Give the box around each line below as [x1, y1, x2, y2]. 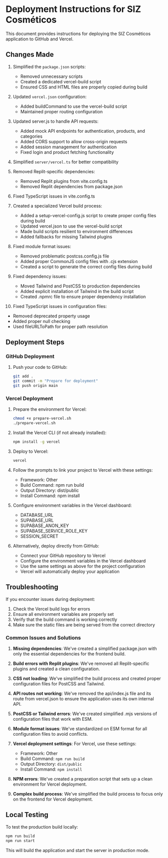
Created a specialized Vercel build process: [12, 203, 103, 209]
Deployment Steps [5, 338, 64, 346]
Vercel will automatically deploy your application [20, 568, 120, 574]
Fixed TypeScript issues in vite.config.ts [12, 193, 95, 199]
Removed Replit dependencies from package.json [20, 183, 123, 189]
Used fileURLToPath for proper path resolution [12, 323, 108, 329]
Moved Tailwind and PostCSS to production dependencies [20, 283, 140, 289]
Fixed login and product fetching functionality [20, 149, 114, 155]
